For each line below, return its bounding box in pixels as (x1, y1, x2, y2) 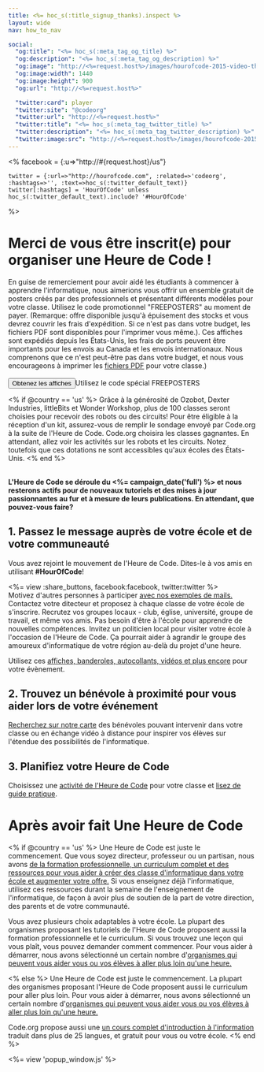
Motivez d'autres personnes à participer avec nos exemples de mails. (8, 590, 233, 600)
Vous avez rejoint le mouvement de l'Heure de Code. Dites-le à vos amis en (8, 558, 253, 568)
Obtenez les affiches (12, 379, 72, 387)
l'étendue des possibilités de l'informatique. (8, 737, 149, 746)
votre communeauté (8, 538, 110, 551)
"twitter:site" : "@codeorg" (15, 106, 108, 114)
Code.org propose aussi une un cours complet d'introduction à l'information (8, 1022, 255, 1033)
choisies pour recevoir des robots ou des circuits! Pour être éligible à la (8, 411, 238, 421)
